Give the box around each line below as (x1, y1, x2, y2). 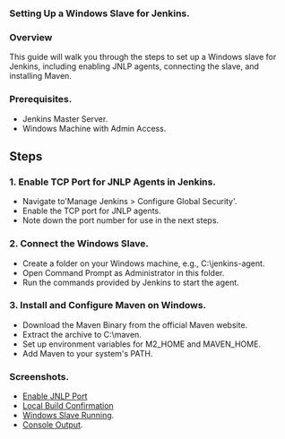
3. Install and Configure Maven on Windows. (9, 299, 207, 312)
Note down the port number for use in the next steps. (22, 215, 220, 226)
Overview (9, 30, 53, 43)
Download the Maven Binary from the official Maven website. (22, 319, 248, 330)
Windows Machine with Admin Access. (22, 123, 167, 133)
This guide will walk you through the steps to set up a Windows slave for (9, 52, 277, 63)
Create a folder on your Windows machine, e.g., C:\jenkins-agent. (22, 258, 265, 269)
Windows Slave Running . (22, 410, 115, 421)
